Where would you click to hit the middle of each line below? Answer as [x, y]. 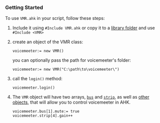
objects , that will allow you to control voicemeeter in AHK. [71, 102]
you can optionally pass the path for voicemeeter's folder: [72, 60]
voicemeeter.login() [34, 88]
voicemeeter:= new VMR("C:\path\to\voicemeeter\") [66, 69]
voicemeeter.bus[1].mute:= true [46, 112]
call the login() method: [37, 79]
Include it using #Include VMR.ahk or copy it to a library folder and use [83, 28]
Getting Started [24, 7]
